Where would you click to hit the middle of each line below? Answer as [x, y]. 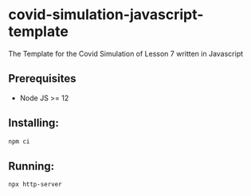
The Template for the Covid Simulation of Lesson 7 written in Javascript [126, 53]
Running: [31, 166]
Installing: [34, 123]
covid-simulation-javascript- [106, 15]
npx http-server [35, 185]
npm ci [19, 141]
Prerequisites [42, 78]
